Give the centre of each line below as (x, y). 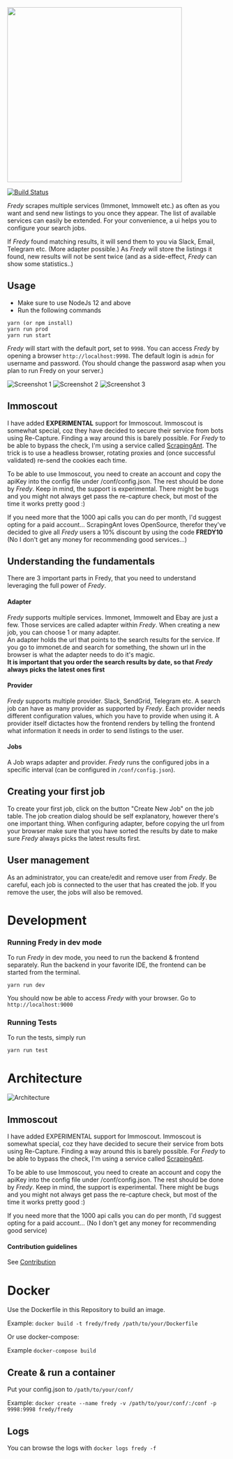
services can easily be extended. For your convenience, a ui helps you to (112, 221)
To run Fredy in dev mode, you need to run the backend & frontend (103, 958)
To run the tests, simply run (46, 1038)
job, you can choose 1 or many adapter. (64, 632)
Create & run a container (61, 1373)
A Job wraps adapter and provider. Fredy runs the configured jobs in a (108, 762)
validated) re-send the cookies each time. (67, 460)
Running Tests (32, 1023)
